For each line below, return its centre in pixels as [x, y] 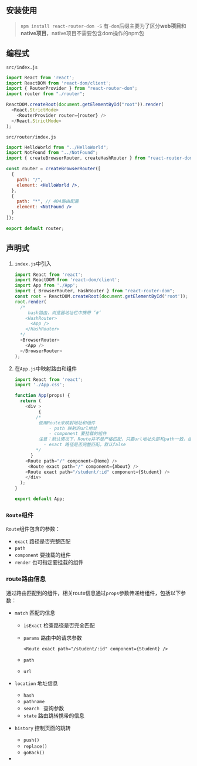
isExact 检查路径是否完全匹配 [59, 625]
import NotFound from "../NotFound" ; [52, 153]
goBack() [34, 752]
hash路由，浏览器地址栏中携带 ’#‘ [64, 313]
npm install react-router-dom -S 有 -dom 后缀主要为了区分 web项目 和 [103, 26]
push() [31, 740]
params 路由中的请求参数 [52, 637]
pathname [34, 701]
